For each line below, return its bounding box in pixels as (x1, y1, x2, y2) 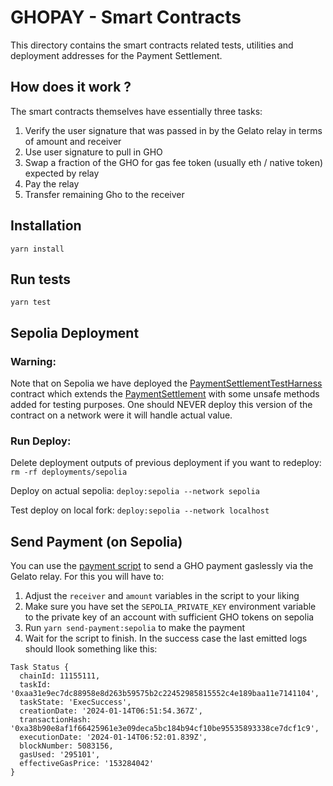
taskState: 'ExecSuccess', (19, 697, 132, 708)
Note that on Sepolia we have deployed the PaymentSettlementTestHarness (10, 377, 323, 390)
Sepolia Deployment (10, 324, 140, 341)
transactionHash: (19, 715, 92, 725)
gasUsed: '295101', (19, 750, 101, 760)
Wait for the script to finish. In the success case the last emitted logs (24, 632, 308, 645)
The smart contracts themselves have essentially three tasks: (10, 105, 263, 117)
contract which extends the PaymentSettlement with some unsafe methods (10, 388, 320, 400)
